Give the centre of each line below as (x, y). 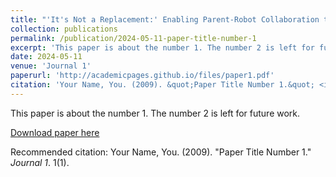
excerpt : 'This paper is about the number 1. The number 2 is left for (162, 47)
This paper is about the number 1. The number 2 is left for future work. (155, 113)
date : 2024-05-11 (46, 57)
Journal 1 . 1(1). (40, 162)
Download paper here (55, 132)
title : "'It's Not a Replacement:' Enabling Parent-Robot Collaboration (165, 19)
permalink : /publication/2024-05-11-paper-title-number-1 (133, 38)
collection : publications (64, 29)
